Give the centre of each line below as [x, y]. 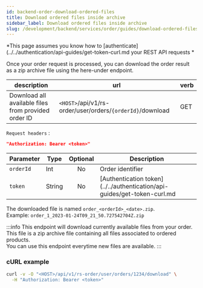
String [54, 187]
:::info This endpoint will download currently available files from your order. [99, 227]
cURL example [28, 262]
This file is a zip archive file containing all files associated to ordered [91, 234]
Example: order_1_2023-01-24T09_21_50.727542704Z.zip [75, 216]
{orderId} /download [141, 110]
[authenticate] [121, 46]
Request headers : [28, 133]
